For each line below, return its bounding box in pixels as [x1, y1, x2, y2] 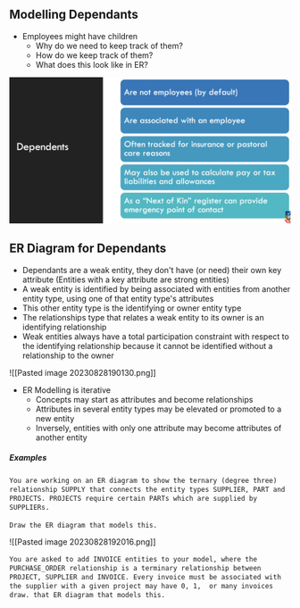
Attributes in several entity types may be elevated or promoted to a [35, 404, 282, 414]
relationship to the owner [21, 350, 114, 361]
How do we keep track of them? [35, 49, 154, 61]
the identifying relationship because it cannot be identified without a [21, 340, 273, 351]
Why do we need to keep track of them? [35, 40, 183, 51]
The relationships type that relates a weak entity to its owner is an [21, 312, 265, 322]
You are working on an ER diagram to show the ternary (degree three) [9, 476, 278, 485]
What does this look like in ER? [35, 59, 149, 70]
